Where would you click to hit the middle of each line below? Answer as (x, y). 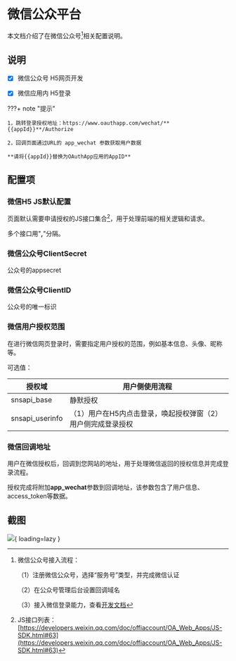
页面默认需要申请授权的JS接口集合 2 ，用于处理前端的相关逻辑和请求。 (108, 218)
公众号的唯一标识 (32, 307)
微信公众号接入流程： (48, 560)
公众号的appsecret (34, 270)
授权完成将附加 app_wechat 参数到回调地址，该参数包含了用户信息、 (105, 488)
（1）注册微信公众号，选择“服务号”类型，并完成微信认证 (98, 574)
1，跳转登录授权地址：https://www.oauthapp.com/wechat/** (88, 123)
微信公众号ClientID (39, 290)
